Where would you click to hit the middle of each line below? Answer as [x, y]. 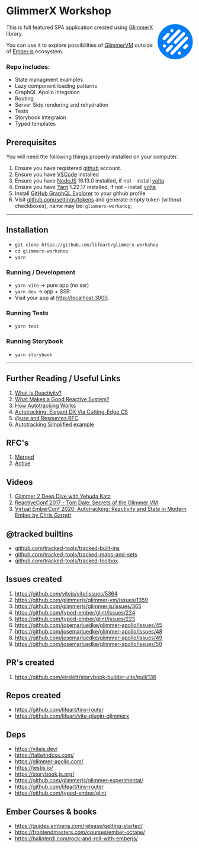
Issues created [34, 579]
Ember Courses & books [52, 812]
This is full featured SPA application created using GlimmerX [80, 27]
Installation [27, 230]
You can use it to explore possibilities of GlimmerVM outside [79, 45]
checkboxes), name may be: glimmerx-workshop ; [73, 206]
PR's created [30, 663]
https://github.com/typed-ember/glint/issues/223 [75, 619]
